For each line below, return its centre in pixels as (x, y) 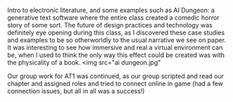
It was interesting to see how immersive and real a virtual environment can (115, 47)
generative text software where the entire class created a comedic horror (113, 18)
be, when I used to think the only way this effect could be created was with (116, 55)
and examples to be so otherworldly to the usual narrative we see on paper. (117, 40)
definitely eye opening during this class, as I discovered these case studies (116, 32)
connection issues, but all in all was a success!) (76, 91)
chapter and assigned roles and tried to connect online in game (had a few (115, 83)
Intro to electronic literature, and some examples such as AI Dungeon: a (111, 10)
